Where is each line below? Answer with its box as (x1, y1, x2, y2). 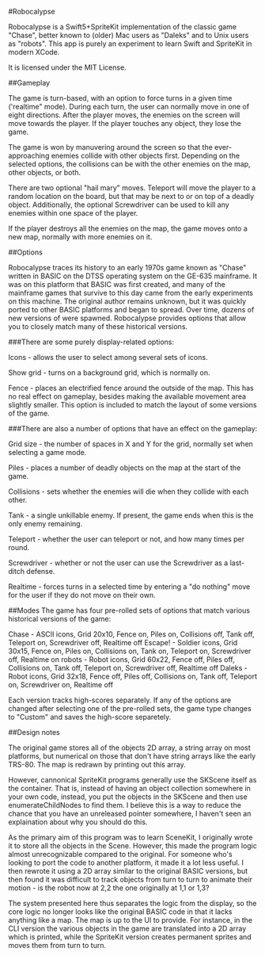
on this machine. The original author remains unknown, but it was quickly (8, 296, 247, 306)
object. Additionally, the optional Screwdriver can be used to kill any (8, 200, 229, 209)
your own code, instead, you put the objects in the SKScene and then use (8, 792, 248, 801)
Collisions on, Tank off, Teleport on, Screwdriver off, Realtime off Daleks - (8, 663, 248, 672)
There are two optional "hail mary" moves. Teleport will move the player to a (8, 183, 256, 193)
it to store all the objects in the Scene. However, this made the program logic (8, 841, 257, 851)
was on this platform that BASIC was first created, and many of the (8, 280, 225, 289)
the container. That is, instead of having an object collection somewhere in (8, 784, 252, 793)
